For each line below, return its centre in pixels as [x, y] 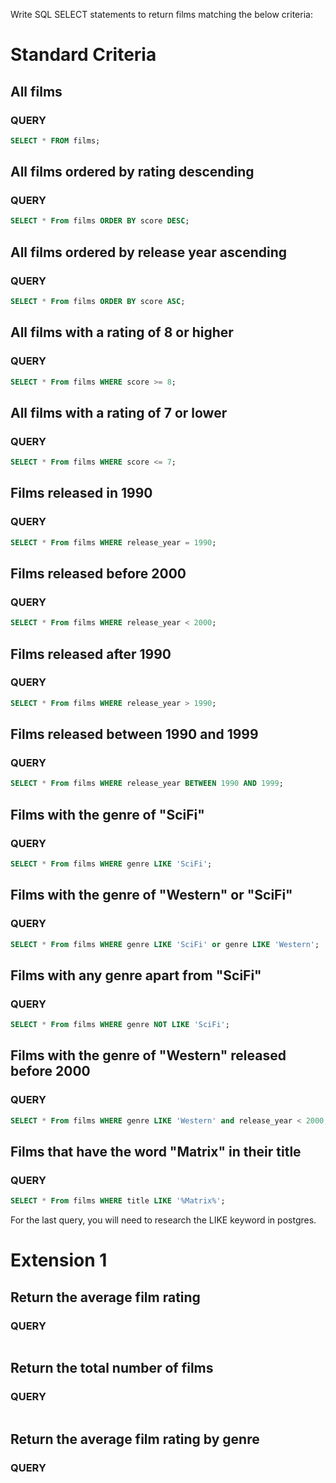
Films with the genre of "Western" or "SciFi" [151, 895]
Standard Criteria [83, 55]
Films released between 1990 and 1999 [134, 734]
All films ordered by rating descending [132, 172]
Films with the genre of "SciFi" [107, 814]
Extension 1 [59, 1260]
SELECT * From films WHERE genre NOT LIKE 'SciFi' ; [120, 1025]
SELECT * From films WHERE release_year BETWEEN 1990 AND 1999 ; [147, 784]
